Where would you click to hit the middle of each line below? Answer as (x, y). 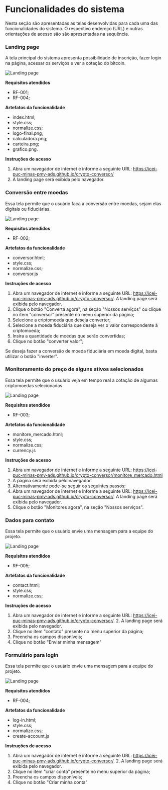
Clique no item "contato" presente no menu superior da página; (78, 632)
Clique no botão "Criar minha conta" (50, 782)
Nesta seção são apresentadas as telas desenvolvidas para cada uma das (82, 23)
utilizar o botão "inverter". (32, 356)
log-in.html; (24, 720)
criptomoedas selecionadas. (34, 385)
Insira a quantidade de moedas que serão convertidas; (69, 336)
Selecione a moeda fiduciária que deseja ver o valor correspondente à (85, 325)
